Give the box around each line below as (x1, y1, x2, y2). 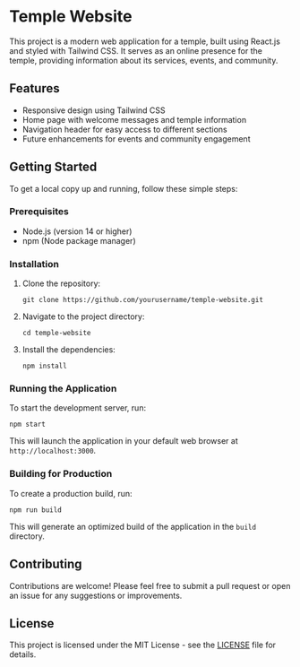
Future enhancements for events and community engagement (21, 133, 251, 144)
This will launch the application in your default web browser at (9, 436, 239, 446)
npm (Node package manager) (21, 235, 136, 246)
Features (9, 81, 60, 96)
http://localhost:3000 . (9, 446, 97, 456)
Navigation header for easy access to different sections (21, 124, 227, 134)
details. (9, 649, 37, 660)
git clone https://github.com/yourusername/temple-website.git (21, 296, 264, 305)
